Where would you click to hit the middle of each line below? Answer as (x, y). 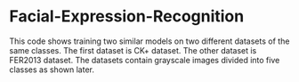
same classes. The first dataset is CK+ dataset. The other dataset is (133, 50)
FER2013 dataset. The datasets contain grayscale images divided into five (145, 60)
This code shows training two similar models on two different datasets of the (149, 41)
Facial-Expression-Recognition (127, 16)
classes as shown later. (52, 70)
